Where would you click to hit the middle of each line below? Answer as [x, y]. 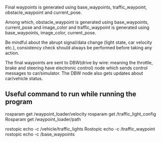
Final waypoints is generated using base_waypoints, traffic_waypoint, [76, 7]
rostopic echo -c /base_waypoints [40, 134]
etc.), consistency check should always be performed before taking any [79, 48]
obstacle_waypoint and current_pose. [43, 12]
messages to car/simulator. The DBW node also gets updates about [74, 73]
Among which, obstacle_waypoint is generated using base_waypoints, [77, 22]
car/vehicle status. [24, 78]
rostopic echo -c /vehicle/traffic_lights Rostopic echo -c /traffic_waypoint [80, 129]
